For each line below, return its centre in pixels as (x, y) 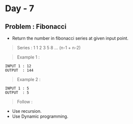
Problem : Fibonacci (36, 27)
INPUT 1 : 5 (17, 88)
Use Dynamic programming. (40, 116)
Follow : (25, 102)
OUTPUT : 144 (19, 70)
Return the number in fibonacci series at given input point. (70, 38)
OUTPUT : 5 (17, 93)
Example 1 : (28, 57)
